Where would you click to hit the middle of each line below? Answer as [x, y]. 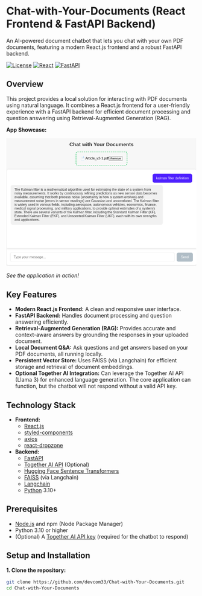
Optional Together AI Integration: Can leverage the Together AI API [99, 373]
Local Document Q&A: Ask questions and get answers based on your [102, 348]
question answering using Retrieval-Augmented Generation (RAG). [89, 118]
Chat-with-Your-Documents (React [96, 11]
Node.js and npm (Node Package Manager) [69, 524]
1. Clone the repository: [36, 570]
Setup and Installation [48, 556]
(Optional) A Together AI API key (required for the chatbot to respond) [102, 536]
